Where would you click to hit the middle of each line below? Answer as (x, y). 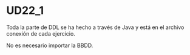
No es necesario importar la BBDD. (50, 45)
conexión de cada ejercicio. (41, 33)
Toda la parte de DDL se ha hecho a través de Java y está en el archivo (95, 27)
